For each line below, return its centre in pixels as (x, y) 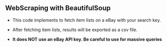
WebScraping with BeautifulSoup (58, 8)
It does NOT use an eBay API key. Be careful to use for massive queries (87, 39)
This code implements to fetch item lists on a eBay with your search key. (86, 20)
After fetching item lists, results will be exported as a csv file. (75, 30)
